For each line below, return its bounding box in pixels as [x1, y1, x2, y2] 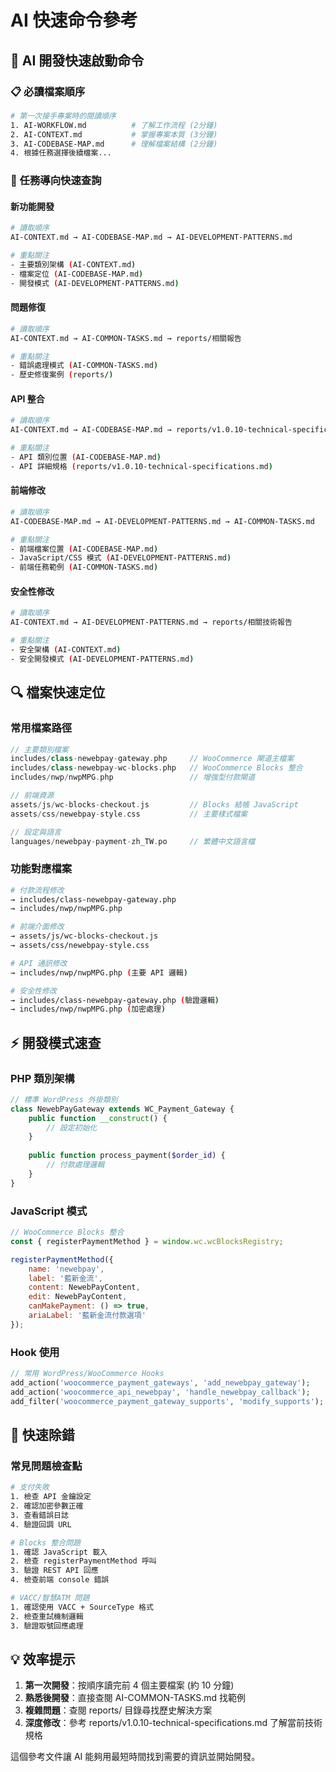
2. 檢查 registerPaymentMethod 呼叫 [10, 1556, 157, 1566]
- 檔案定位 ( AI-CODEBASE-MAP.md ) [10, 269, 144, 279]
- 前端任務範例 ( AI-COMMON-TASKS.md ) [10, 562, 159, 573]
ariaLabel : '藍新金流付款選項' [28, 1311, 147, 1321]
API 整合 [10, 392, 45, 405]
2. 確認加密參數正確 [10, 1501, 84, 1511]
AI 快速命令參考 [10, 9, 138, 32]
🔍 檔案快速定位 [10, 684, 106, 701]
